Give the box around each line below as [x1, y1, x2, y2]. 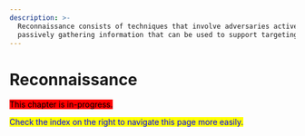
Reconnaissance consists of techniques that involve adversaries [17, 22, 271, 31]
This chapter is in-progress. [9, 99, 113, 110]
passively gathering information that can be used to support [17, 30, 258, 39]
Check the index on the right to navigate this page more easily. [9, 117, 243, 128]
